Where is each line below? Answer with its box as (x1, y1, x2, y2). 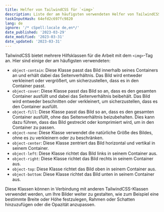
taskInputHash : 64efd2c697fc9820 (5, 16, 73, 21)
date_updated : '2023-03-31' (5, 39, 62, 44)
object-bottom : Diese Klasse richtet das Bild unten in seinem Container (12, 171, 155, 177)
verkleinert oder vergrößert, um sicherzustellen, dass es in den (12, 77, 139, 83)
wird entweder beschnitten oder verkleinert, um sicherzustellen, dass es (12, 98, 158, 104)
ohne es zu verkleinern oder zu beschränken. (12, 135, 104, 141)
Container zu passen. (12, 124, 55, 130)
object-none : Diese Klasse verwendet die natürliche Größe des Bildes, (12, 129, 153, 135)
